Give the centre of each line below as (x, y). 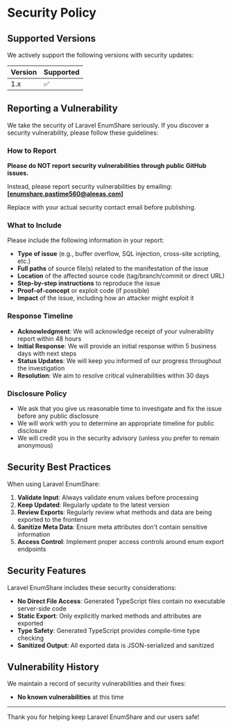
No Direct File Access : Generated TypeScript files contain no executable (121, 601)
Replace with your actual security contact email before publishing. (102, 208)
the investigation (41, 368)
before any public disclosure (58, 416)
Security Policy (52, 13)
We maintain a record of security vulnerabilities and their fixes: (96, 684)
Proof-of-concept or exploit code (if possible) (83, 291)
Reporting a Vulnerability (62, 109)
